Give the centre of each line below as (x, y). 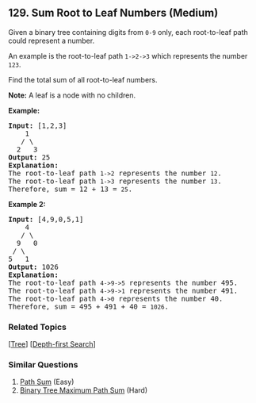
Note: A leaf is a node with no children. (72, 95)
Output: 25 (29, 157)
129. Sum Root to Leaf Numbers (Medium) (113, 13)
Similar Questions (43, 365)
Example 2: (27, 204)
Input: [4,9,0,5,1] (46, 219)
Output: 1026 (34, 267)
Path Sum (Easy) (47, 382)
